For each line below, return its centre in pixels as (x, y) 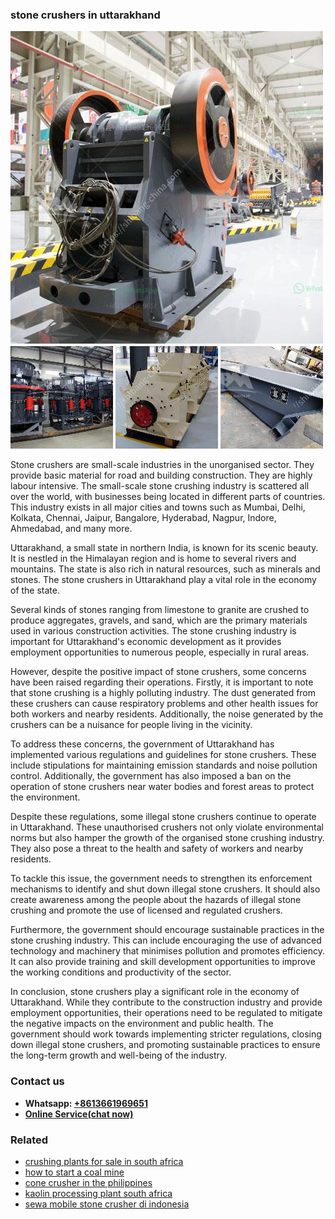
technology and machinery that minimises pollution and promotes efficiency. (168, 951)
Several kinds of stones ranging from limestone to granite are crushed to (160, 610)
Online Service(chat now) (79, 1114)
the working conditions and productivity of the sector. (121, 972)
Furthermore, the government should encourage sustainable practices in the (167, 930)
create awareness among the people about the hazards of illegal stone (156, 900)
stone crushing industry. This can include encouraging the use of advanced (166, 940)
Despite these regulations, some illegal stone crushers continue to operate (163, 817)
